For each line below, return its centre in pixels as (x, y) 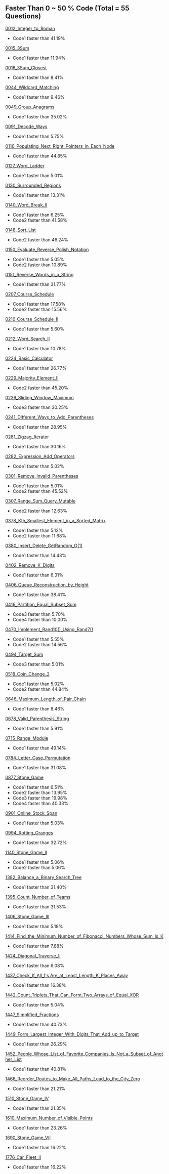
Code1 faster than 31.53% (39, 907)
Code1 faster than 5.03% (38, 823)
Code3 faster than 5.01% (38, 664)
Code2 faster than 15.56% (40, 309)
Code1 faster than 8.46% (38, 708)
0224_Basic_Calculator (29, 358)
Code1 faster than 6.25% (38, 215)
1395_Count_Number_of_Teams (38, 897)
